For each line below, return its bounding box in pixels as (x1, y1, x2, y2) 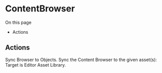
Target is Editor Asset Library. (5, 62, 66, 68)
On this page (5, 19, 31, 25)
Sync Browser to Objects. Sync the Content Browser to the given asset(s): (5, 57, 157, 63)
